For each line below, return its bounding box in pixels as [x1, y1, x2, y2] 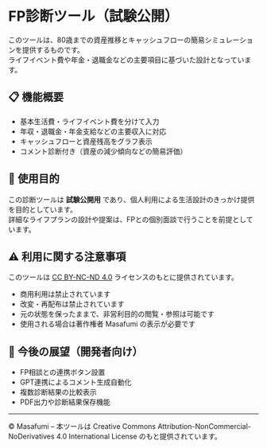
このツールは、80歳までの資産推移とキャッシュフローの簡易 [8, 35, 205, 45]
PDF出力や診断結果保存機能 [19, 397, 111, 407]
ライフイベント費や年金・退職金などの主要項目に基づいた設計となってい [8, 55, 245, 64]
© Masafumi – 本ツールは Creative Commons [8, 422, 157, 431]
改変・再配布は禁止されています [19, 299, 125, 309]
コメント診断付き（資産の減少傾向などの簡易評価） [19, 146, 188, 156]
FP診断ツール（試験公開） [8, 7, 179, 25]
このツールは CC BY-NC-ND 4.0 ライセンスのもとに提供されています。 [8, 272, 238, 282]
